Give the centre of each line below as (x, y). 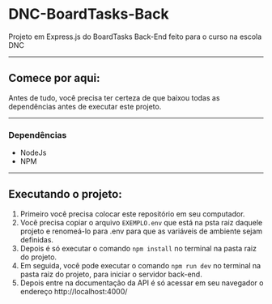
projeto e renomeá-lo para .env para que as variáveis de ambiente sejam (141, 231)
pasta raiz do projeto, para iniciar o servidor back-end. (111, 274)
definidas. (37, 239)
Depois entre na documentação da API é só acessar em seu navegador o (142, 283)
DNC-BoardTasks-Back (89, 14)
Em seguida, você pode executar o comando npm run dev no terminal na (140, 265)
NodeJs (33, 153)
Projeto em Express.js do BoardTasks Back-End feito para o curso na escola (135, 36)
